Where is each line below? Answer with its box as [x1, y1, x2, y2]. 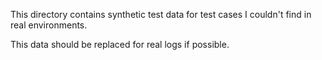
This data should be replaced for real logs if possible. [10, 39, 230, 50]
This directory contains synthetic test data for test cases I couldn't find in [10, 9, 312, 20]
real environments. [10, 19, 88, 31]
